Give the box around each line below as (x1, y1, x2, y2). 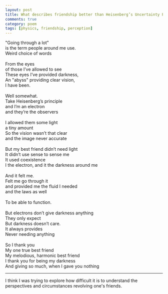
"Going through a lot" (5, 40, 49, 46)
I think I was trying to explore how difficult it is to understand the (5, 277, 138, 283)
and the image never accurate (5, 136, 67, 142)
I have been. (5, 82, 31, 88)
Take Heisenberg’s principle (5, 98, 62, 104)
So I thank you (5, 242, 35, 248)
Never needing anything (5, 231, 55, 237)
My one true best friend (5, 247, 54, 253)
